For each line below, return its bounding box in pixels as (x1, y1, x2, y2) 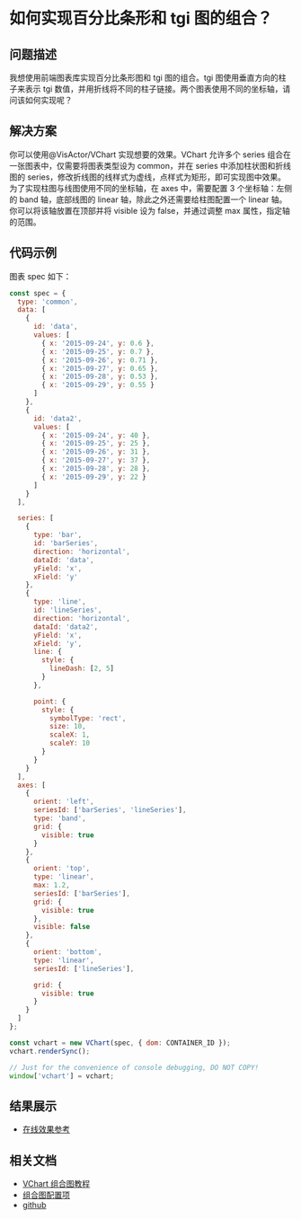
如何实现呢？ (24, 95, 73, 105)
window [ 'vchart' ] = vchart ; (9, 1071, 115, 1081)
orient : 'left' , (32, 797, 94, 807)
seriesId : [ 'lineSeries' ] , (32, 964, 135, 973)
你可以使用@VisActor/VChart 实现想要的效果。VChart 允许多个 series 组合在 (9, 149, 292, 160)
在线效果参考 (22, 1124, 70, 1135)
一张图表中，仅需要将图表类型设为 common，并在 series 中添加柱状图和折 (9, 160, 284, 171)
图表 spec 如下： (9, 270, 72, 281)
